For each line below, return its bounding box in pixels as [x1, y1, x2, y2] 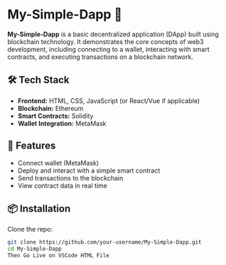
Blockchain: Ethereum [17, 104, 84, 112]
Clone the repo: [7, 225, 53, 234]
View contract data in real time [17, 181, 108, 190]
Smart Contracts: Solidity [17, 112, 94, 120]
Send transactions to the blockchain [17, 173, 124, 182]
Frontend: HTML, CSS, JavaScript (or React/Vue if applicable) [17, 96, 200, 105]
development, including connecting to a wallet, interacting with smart [7, 45, 210, 53]
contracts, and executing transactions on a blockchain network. [7, 53, 194, 61]
